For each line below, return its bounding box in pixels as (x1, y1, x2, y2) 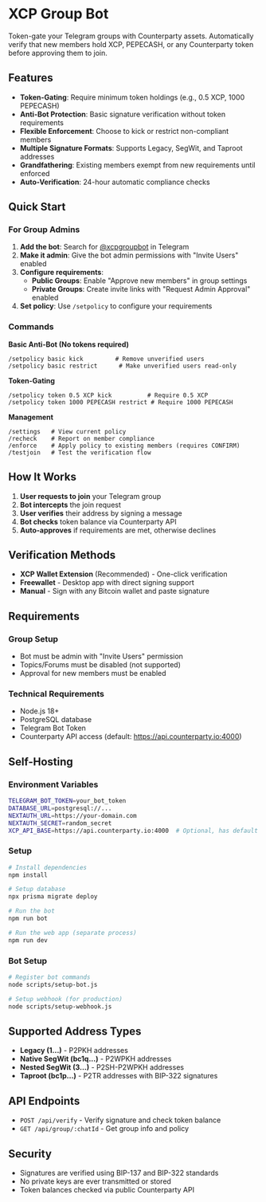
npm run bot (8, 914, 48, 923)
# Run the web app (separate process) (8, 929, 137, 937)
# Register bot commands (8, 973, 91, 981)
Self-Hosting (8, 755, 73, 768)
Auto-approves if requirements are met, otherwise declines (19, 525, 217, 535)
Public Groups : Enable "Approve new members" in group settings (31, 276, 248, 285)
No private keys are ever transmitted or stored (19, 1176, 171, 1186)
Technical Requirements (8, 688, 105, 699)
